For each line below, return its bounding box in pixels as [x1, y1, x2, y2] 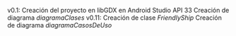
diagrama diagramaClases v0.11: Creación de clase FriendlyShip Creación [7, 13, 223, 22]
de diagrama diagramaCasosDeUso [7, 21, 112, 29]
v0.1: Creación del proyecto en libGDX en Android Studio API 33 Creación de [7, 6, 230, 14]
